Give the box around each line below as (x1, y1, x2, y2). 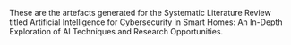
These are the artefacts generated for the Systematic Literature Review (9, 8, 271, 18)
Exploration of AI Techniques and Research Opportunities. (9, 26, 224, 36)
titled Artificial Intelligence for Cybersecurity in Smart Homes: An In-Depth (9, 17, 283, 27)
